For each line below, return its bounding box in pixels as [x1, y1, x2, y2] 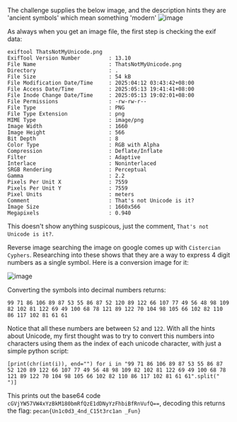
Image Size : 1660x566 [7, 203, 141, 210]
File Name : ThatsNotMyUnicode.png [7, 61, 182, 68]
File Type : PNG [7, 104, 125, 111]
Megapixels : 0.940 [7, 210, 132, 217]
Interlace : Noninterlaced [7, 160, 157, 167]
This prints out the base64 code [7, 392, 101, 399]
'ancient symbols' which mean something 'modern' [7, 13, 157, 22]
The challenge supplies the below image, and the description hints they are [7, 6, 226, 14]
